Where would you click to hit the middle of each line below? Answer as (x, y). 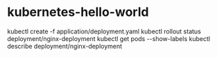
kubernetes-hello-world (78, 12)
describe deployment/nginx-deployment (65, 46)
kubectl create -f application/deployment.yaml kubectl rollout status (104, 31)
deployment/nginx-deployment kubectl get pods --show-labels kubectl (108, 38)
